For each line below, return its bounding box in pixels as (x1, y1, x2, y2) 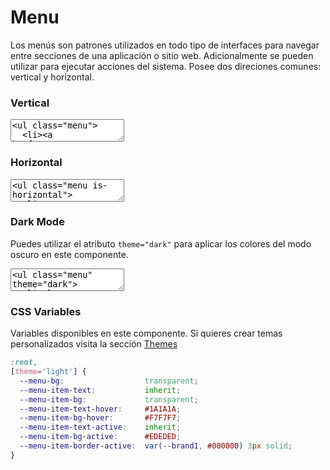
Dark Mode (10, 215, 65, 229)
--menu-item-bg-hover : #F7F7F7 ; (19, 413, 182, 423)
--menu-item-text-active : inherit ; (19, 422, 182, 433)
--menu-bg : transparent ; (19, 376, 199, 386)
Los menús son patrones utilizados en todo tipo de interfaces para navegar (10, 39, 320, 51)
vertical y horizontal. (10, 71, 95, 83)
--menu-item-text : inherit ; (19, 385, 182, 395)
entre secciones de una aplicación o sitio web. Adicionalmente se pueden (10, 49, 314, 61)
